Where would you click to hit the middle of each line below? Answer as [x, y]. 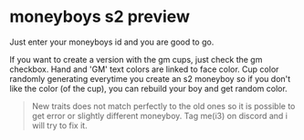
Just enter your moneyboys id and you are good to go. [112, 42]
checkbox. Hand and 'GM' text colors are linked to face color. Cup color [144, 69]
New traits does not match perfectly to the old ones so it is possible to [163, 105]
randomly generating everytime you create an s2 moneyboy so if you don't [150, 78]
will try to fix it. [60, 125]
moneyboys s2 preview [100, 17]
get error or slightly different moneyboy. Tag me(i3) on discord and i [159, 115]
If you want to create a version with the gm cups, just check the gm [136, 59]
